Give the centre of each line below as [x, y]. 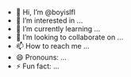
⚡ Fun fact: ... [37, 66]
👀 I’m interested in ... [49, 20]
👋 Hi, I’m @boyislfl [45, 12]
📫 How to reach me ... [52, 46]
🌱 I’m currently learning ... [58, 29]
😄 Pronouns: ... [41, 57]
